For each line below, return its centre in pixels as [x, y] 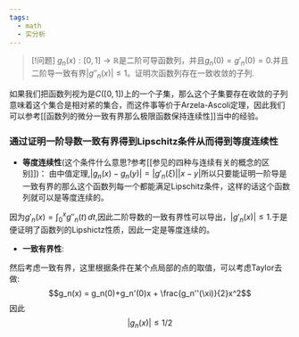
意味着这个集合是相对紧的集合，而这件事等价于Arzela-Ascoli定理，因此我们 [147, 104]
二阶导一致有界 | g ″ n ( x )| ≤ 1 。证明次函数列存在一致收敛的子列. [143, 74]
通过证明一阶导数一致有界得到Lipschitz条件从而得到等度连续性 [144, 141]
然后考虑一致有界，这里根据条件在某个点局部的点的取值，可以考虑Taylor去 [146, 267]
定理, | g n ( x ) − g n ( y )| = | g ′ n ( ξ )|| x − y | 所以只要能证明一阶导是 [180, 175]
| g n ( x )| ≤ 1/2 [150, 324]
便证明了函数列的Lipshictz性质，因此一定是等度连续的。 [112, 229]
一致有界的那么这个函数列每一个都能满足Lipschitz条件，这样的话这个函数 [156, 186]
